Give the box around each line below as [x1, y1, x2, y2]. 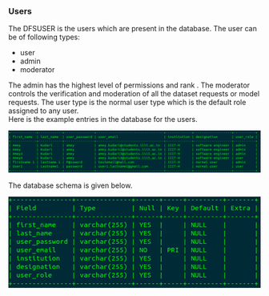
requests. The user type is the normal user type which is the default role [8, 98, 247, 107]
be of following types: [8, 32, 80, 42]
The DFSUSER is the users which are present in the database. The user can [8, 24, 258, 34]
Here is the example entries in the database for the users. [8, 115, 198, 124]
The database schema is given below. [8, 180, 133, 190]
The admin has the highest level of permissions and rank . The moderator [8, 80, 251, 90]
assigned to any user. [8, 106, 79, 116]
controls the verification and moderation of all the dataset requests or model [8, 89, 260, 99]
